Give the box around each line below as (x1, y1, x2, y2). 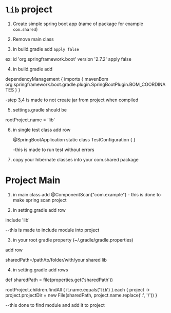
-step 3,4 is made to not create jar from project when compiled (5, 97, 139, 103)
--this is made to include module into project (5, 227, 100, 233)
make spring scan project (12, 197, 67, 203)
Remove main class (12, 36, 54, 42)
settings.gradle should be (12, 106, 67, 113)
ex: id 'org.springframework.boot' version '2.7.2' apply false (5, 56, 132, 62)
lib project (5, 4, 53, 15)
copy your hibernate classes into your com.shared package (12, 156, 139, 162)
